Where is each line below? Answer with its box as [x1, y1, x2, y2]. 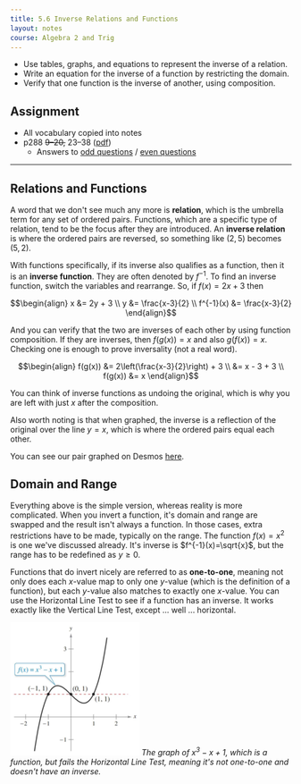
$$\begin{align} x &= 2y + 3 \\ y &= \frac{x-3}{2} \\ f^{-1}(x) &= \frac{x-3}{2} [10, 298, 292, 308]
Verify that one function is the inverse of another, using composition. [22, 78, 276, 89]
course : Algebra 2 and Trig [10, 33, 115, 42]
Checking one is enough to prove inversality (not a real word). [10, 343, 238, 354]
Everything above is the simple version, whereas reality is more [10, 501, 243, 511]
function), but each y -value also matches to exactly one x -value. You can [10, 586, 280, 596]
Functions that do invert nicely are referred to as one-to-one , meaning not [10, 567, 284, 577]
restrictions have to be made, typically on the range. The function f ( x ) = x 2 [10, 528, 285, 541]
